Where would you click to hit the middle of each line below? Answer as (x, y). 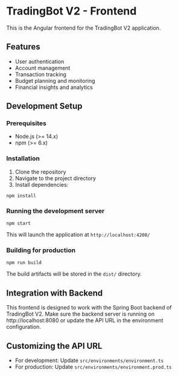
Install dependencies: (42, 184)
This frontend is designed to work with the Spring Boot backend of (89, 308)
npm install (21, 196)
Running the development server (56, 211)
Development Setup (44, 106)
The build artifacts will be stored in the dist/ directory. (74, 274)
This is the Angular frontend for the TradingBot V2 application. (84, 28)
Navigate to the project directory (56, 178)
